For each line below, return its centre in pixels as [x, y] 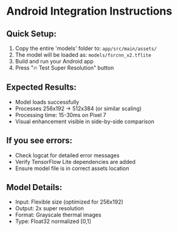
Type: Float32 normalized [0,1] [53, 221]
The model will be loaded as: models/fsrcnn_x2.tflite [83, 55]
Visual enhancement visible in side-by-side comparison [85, 121]
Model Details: [34, 187]
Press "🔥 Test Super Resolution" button [64, 68]
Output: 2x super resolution [49, 208]
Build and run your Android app [54, 61]
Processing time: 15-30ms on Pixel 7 [60, 115]
